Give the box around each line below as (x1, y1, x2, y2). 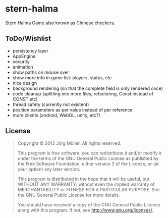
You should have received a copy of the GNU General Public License (17, 201, 160, 207)
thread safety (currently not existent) (12, 101, 89, 107)
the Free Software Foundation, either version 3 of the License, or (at (17, 160, 159, 167)
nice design (12, 80, 37, 86)
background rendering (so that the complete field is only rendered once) (12, 85, 163, 91)
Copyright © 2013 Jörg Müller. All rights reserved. (17, 140, 122, 146)
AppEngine (12, 53, 36, 59)
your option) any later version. (17, 166, 81, 172)
